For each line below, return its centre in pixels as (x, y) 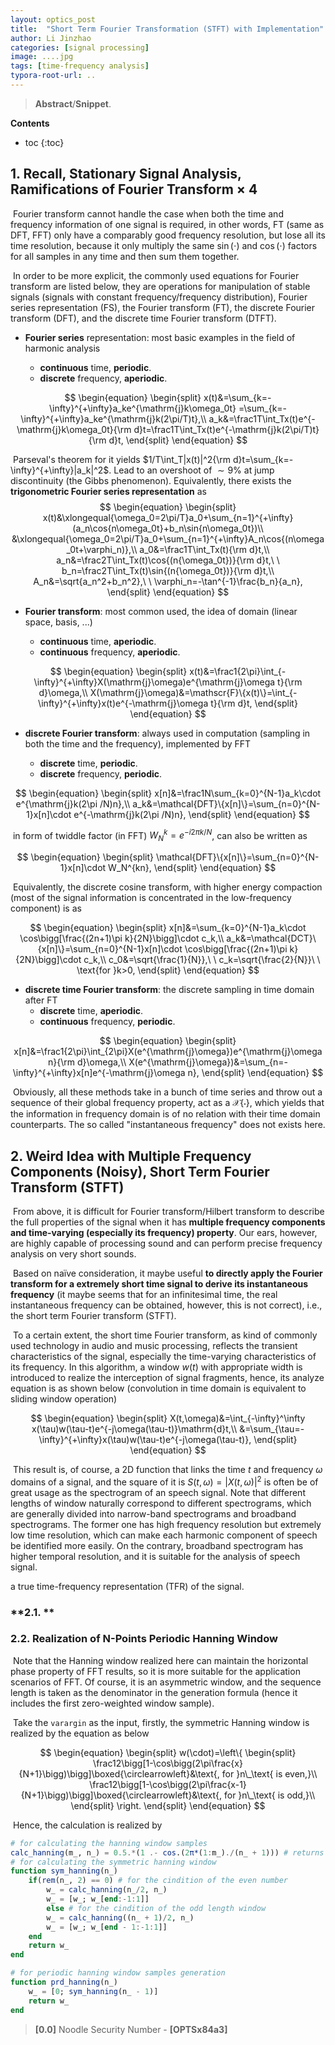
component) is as (46, 908)
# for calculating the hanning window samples (109, 1843)
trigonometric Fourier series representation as (108, 491)
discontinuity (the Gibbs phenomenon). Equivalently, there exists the (151, 480)
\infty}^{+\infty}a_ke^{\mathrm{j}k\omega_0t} (142, 408)
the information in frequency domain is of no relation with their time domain (165, 1114)
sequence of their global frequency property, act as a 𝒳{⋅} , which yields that (167, 1103)
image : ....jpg (42, 57)
